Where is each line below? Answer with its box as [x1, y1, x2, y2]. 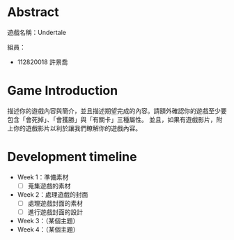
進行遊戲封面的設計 [27, 207, 84, 216]
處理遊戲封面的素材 [27, 199, 84, 207]
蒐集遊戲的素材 [27, 181, 71, 190]
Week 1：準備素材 [17, 172, 69, 181]
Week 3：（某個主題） [17, 217, 79, 225]
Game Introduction [7, 83, 118, 98]
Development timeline [7, 149, 137, 165]
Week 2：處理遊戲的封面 [17, 190, 88, 199]
